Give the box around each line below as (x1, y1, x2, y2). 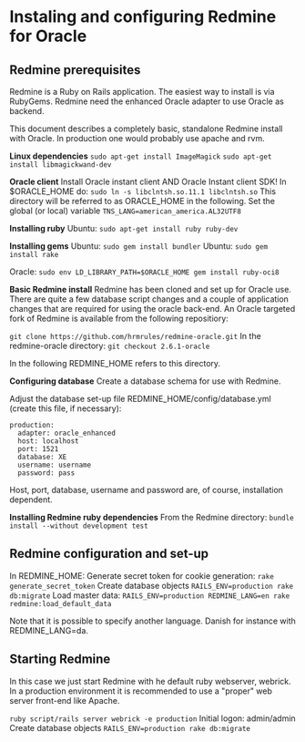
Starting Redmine (9, 652, 111, 667)
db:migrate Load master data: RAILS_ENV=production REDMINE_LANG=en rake (9, 590, 290, 601)
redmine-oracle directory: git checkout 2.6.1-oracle (9, 340, 210, 351)
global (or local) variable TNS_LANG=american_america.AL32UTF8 (9, 205, 241, 216)
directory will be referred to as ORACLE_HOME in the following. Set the (9, 196, 276, 206)
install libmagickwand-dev (9, 160, 112, 170)
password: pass (17, 469, 76, 478)
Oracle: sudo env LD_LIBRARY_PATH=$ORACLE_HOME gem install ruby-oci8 (9, 266, 280, 277)
